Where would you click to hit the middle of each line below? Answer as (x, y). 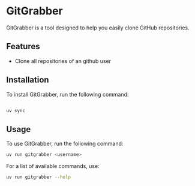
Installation (28, 80)
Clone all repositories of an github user (63, 61)
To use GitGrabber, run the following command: (65, 144)
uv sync (16, 110)
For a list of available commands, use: (53, 166)
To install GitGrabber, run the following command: (67, 94)
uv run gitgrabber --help (38, 177)
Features (23, 46)
